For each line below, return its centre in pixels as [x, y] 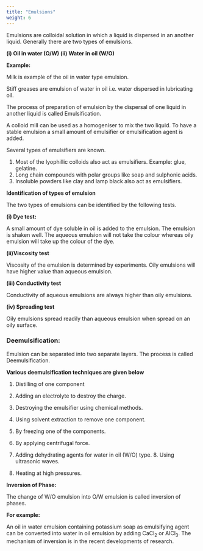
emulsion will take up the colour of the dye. [60, 241]
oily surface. [22, 325]
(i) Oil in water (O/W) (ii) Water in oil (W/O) [60, 53]
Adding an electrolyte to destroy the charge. [71, 396]
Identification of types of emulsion [51, 193]
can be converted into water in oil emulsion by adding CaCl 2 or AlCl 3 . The [99, 534]
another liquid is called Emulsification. [54, 113]
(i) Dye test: [21, 216]
